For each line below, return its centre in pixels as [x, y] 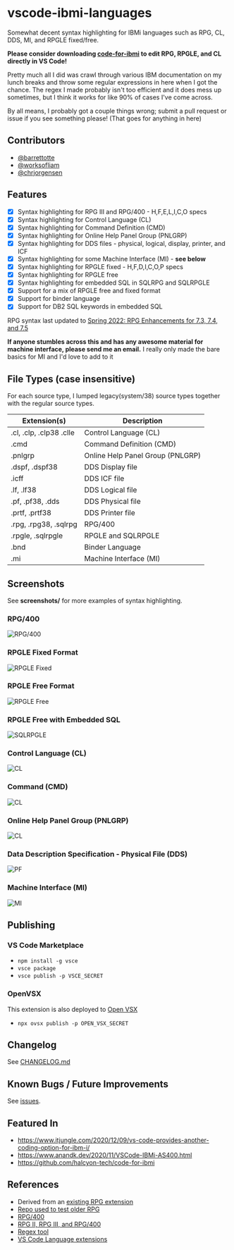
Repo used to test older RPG [58, 1209]
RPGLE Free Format [41, 686]
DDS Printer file [110, 513]
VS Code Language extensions [62, 1239]
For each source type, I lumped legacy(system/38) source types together [114, 396]
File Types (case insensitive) [72, 379]
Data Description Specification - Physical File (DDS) [98, 854]
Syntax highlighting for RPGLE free [68, 275]
